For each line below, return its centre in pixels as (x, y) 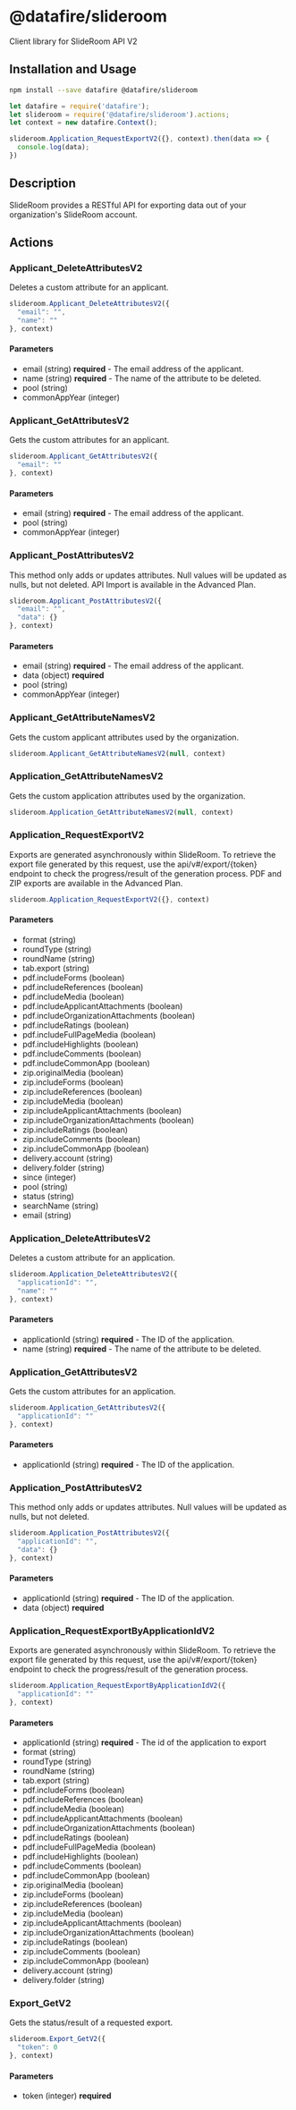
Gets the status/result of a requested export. (91, 2022)
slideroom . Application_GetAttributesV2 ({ (88, 1408)
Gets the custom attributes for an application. (93, 1392)
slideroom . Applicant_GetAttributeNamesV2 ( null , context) (118, 753)
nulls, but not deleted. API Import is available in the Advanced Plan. (133, 584)
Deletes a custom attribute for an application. (93, 1258)
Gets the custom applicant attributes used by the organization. (124, 737)
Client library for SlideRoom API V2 (73, 41)
